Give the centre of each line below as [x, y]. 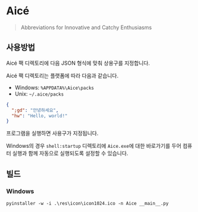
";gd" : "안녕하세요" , [35, 110]
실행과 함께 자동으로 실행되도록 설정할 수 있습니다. [70, 153]
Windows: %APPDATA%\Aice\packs [54, 87]
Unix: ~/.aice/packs [39, 94]
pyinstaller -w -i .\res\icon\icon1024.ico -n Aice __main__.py [87, 203]
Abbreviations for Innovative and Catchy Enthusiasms [86, 27]
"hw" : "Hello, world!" [40, 116]
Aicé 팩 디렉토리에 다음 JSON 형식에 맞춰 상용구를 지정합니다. [78, 63]
